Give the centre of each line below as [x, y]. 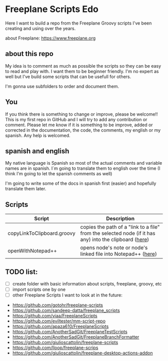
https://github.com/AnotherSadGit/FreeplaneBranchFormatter [76, 337]
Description [120, 219]
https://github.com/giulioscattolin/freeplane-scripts [65, 342]
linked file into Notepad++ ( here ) [119, 254]
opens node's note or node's [114, 248]
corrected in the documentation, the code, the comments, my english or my [83, 130]
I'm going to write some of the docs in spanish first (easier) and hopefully [81, 183]
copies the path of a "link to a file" [120, 227]
